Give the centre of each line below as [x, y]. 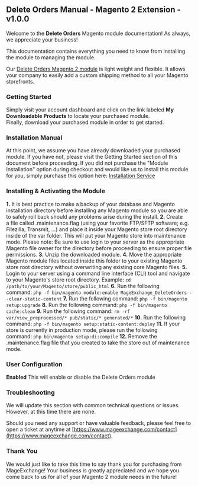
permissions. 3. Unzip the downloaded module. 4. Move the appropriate [94, 254]
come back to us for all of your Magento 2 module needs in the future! [92, 477]
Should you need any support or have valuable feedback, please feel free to [98, 423]
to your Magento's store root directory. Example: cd [69, 279]
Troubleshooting [30, 392]
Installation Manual [34, 138]
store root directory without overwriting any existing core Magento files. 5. [97, 267]
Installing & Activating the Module [56, 191]
